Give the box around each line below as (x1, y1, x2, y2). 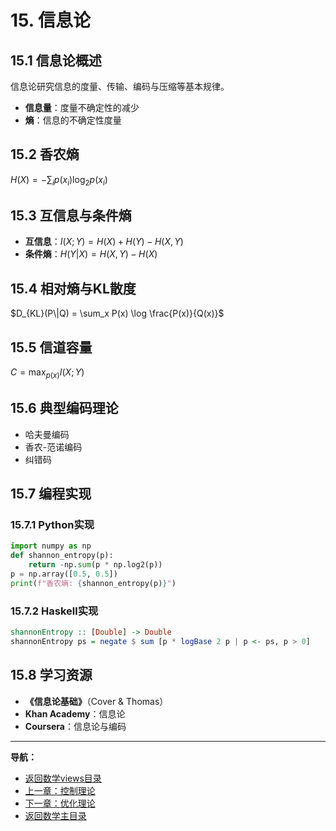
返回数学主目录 (24, 809, 87, 821)
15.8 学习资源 (10, 667, 93, 684)
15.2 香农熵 (10, 146, 80, 163)
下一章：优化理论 (24, 797, 96, 809)
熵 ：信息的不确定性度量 (24, 114, 122, 126)
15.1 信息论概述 (10, 52, 102, 69)
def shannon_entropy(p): (10, 551, 114, 561)
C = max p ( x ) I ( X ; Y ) (10, 366, 85, 380)
